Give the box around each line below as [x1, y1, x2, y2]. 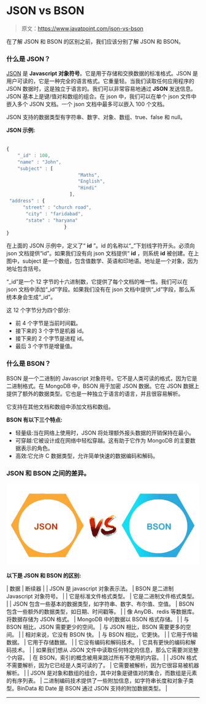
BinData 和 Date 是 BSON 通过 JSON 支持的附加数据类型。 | [17, 684, 167, 692]
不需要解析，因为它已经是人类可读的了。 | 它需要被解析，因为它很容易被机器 [6, 661, 199, 669]
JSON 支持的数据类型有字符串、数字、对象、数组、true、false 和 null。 [6, 114, 186, 121]
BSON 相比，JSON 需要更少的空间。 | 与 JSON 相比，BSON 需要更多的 [6, 623, 186, 630]
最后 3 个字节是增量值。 [15, 342, 76, 350]
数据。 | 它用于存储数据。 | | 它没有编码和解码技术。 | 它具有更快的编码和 [6, 638, 191, 646]
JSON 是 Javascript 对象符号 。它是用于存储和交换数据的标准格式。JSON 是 [6, 70, 198, 77]
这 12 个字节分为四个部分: [6, 306, 71, 314]
